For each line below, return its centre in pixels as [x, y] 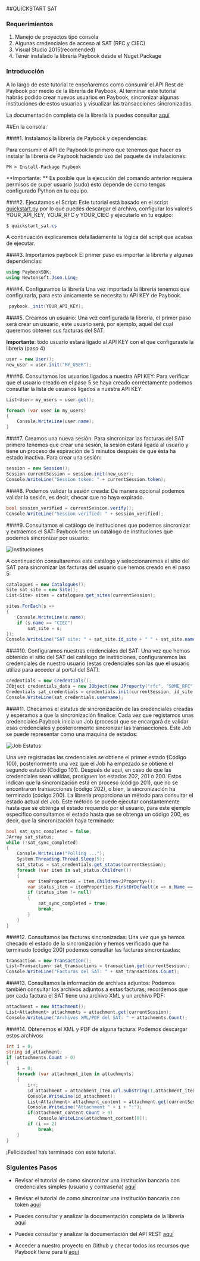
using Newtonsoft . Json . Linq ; [42, 278]
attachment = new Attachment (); [46, 1007]
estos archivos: [25, 1035]
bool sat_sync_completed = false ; [49, 831]
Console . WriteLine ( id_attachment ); [72, 1096]
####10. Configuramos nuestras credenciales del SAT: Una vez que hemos [98, 651]
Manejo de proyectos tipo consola [57, 37]
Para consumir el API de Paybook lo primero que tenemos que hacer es [94, 150]
